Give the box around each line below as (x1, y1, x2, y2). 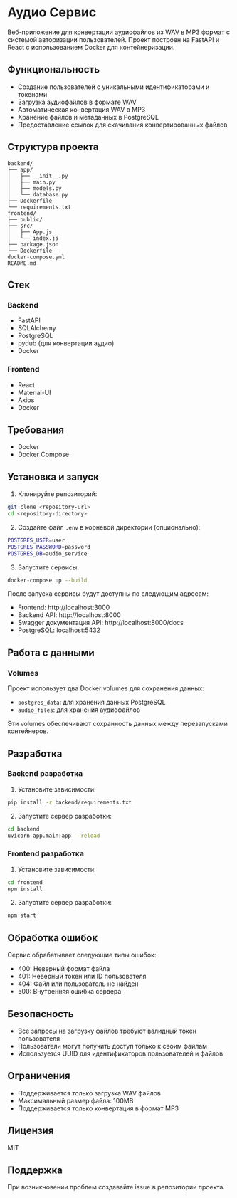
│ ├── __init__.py (7, 172, 69, 179)
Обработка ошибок (7, 932, 98, 944)
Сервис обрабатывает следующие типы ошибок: (7, 951, 157, 960)
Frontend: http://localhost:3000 (17, 603, 110, 612)
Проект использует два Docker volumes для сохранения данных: (7, 684, 205, 693)
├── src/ (7, 222, 33, 229)
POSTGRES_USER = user (7, 537, 65, 544)
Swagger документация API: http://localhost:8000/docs (17, 619, 184, 627)
